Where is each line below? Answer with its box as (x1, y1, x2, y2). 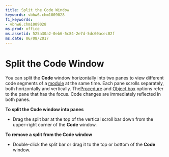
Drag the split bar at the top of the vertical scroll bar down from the (12, 116, 154, 122)
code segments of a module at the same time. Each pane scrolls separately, (5, 80, 164, 86)
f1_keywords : (5, 17, 33, 22)
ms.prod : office (5, 27, 40, 32)
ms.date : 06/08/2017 (5, 36, 49, 41)
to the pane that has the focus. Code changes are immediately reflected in (5, 91, 161, 97)
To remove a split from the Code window (5, 131, 93, 138)
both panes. (5, 96, 31, 102)
